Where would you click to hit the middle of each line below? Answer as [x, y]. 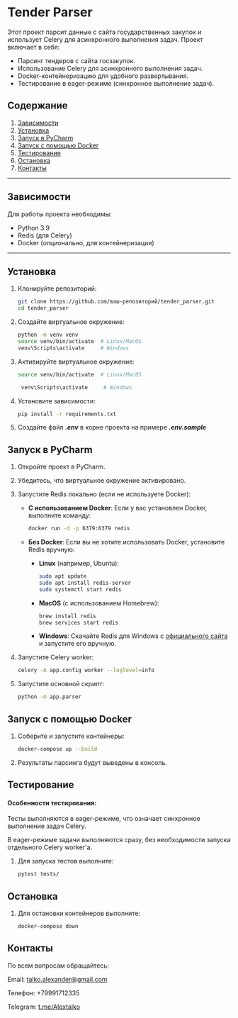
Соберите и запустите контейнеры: [71, 736]
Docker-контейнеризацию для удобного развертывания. [103, 76]
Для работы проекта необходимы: [59, 214]
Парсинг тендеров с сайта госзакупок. [76, 60]
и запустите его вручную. [78, 644]
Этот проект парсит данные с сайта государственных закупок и [104, 32]
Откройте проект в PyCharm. [61, 467]
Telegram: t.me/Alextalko [44, 1007]
